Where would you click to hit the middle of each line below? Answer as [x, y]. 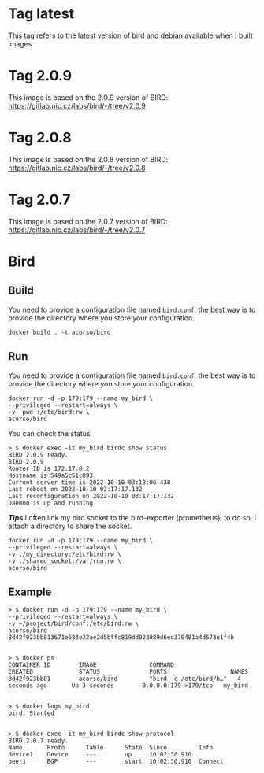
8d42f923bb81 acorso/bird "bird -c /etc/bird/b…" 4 [125, 679]
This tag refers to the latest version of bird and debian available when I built [131, 35]
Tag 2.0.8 [40, 138]
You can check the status [49, 433]
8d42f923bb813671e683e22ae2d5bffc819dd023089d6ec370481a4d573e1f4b [121, 638]
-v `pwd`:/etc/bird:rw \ [49, 412]
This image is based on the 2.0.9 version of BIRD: [88, 97]
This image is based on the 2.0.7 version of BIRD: [88, 221]
